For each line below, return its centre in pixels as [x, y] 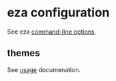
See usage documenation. [44, 69]
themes [24, 53]
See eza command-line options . [52, 32]
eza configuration [58, 13]
